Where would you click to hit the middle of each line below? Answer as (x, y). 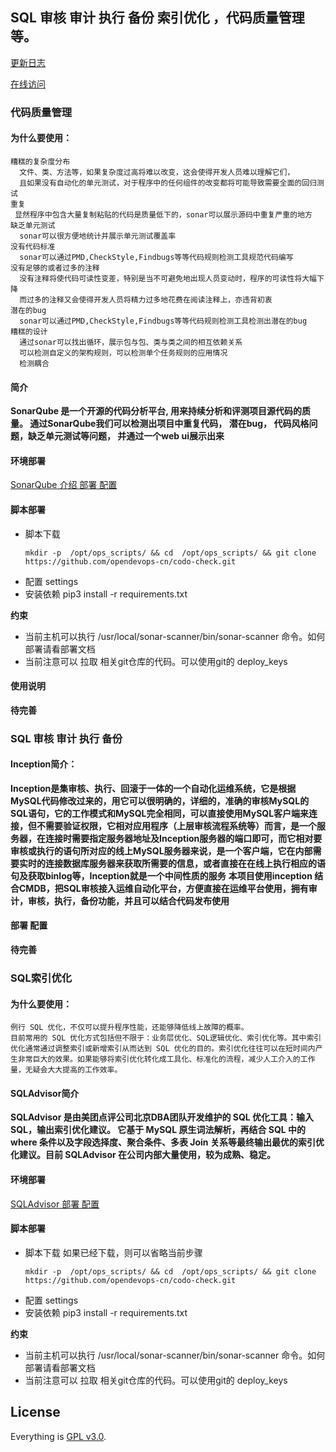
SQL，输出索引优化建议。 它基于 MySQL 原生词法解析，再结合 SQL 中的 (158, 1130)
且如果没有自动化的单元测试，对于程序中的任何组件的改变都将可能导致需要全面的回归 (168, 183)
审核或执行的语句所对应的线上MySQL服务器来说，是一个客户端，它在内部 (161, 850)
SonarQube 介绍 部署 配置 (64, 485)
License (35, 1412)
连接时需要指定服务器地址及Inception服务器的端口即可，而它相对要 (183, 838)
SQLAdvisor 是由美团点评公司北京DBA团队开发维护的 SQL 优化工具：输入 (162, 1117)
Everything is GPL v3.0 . (58, 1436)
